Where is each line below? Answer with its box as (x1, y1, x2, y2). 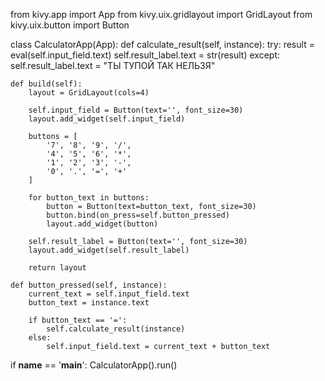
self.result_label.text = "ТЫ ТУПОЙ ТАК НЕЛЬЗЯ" (10, 60, 216, 71)
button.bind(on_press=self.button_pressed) (46, 210, 230, 220)
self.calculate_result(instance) (46, 324, 186, 334)
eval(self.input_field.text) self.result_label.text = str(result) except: (10, 49, 281, 61)
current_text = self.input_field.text (28, 289, 190, 299)
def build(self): (10, 79, 83, 89)
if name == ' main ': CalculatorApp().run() (10, 359, 178, 371)
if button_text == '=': (28, 315, 128, 325)
